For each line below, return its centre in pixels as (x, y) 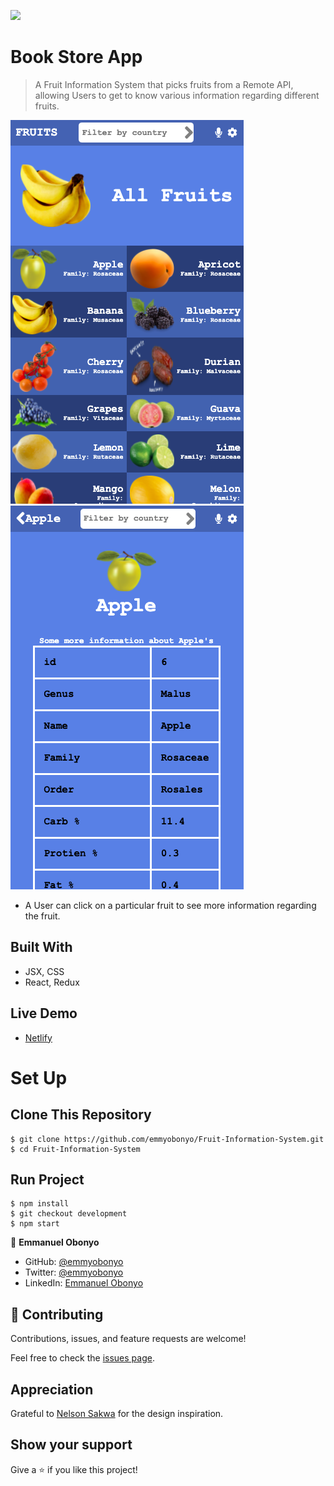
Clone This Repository (81, 1115)
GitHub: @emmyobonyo (74, 1262)
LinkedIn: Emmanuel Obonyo (84, 1283)
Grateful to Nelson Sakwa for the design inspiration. (117, 1413)
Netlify (38, 1037)
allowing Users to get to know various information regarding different (177, 95)
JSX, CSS (44, 971)
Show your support (71, 1445)
